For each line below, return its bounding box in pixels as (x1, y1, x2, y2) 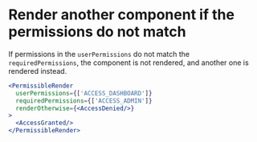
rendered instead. (8, 66, 67, 75)
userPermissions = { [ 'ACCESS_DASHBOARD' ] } (15, 89, 153, 97)
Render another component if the (8, 6, 235, 24)
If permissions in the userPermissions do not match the (8, 49, 190, 59)
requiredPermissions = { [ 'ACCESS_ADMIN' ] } (15, 96, 153, 105)
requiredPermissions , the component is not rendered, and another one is (8, 58, 249, 67)
